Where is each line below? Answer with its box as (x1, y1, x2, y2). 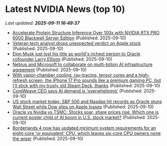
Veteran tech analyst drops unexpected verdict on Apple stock (12, 40, 141, 46)
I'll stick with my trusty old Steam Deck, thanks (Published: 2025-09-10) (12, 82, 161, 88)
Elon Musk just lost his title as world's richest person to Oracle (12, 51, 141, 57)
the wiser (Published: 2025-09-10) (12, 136, 84, 142)
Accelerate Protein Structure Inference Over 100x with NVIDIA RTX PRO (12, 29, 160, 35)
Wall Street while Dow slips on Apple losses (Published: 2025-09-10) (12, 104, 154, 110)
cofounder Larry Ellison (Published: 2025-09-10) (12, 56, 113, 62)
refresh (12, 77, 28, 83)
